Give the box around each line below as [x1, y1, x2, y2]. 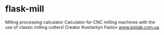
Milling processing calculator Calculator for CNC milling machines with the [5, 19, 156, 25]
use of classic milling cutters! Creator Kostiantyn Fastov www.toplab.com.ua [5, 24, 160, 30]
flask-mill [5, 3, 44, 14]
